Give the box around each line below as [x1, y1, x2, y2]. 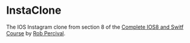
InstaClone [6, 4, 62, 17]
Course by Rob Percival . [6, 29, 66, 36]
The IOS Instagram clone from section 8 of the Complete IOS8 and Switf [6, 23, 184, 30]
